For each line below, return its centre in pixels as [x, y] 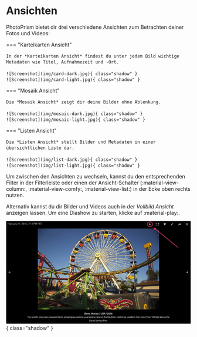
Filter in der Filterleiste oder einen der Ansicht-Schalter [72, 183]
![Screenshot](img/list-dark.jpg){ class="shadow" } [72, 160]
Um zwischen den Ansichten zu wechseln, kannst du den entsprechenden [96, 176]
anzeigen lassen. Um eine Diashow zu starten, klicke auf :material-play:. [93, 213]
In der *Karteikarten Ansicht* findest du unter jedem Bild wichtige [93, 56]
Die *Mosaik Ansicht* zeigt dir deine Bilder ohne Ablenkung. [84, 102]
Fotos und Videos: [28, 33]
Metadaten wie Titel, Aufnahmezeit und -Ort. [62, 62]
